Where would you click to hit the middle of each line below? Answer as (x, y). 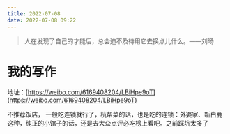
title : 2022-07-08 (34, 14)
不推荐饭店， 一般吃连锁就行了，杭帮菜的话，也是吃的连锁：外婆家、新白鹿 (115, 114)
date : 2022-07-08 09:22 (42, 20)
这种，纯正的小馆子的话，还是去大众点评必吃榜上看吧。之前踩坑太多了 (108, 124)
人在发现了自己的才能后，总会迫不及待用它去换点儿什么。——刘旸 (119, 41)
